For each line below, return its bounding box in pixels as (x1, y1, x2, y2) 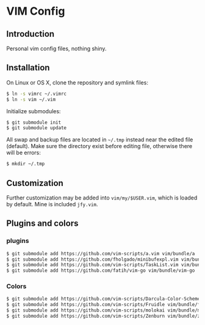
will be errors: (6, 149, 41, 157)
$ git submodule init (6, 119, 62, 125)
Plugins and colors (6, 219, 79, 229)
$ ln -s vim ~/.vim (6, 96, 56, 102)
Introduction (6, 29, 55, 39)
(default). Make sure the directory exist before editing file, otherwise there (6, 143, 193, 150)
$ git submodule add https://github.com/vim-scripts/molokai (6, 307, 165, 313)
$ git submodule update (6, 125, 67, 131)
